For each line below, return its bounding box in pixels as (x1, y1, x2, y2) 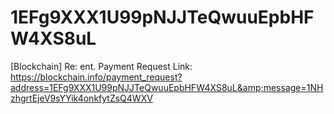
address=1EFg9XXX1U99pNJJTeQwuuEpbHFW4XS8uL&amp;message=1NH (10, 81, 324, 93)
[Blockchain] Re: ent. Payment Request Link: (10, 60, 193, 72)
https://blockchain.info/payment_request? (10, 71, 183, 83)
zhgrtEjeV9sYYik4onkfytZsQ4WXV (10, 92, 153, 104)
